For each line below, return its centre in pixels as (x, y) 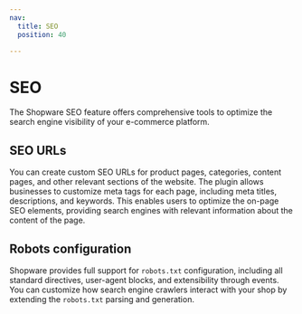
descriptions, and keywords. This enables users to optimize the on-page (144, 201)
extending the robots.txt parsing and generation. (102, 299)
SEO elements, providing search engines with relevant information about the (151, 211)
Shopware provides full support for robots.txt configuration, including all (146, 270)
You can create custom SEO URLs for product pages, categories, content (146, 172)
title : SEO (38, 26)
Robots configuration (71, 248)
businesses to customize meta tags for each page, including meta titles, (143, 192)
